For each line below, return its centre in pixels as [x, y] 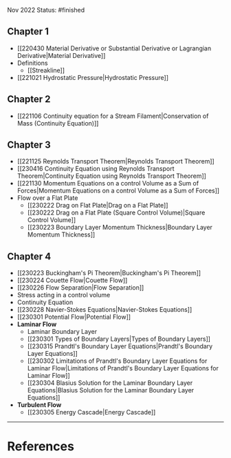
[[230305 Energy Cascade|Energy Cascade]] [91, 412]
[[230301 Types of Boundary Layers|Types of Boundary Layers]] [119, 339]
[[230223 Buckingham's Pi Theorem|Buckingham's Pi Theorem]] [109, 273]
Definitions [32, 63]
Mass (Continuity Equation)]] [58, 123]
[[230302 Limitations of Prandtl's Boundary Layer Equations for [117, 361]
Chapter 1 [28, 31]
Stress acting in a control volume [64, 295]
